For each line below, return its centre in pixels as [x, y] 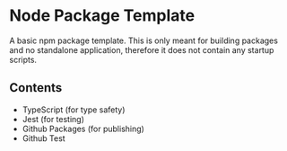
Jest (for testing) [53, 119]
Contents [36, 88]
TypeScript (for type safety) [74, 110]
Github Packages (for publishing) [83, 129]
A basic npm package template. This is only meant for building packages [143, 40]
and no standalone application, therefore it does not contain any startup [142, 49]
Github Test [43, 138]
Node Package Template [102, 16]
